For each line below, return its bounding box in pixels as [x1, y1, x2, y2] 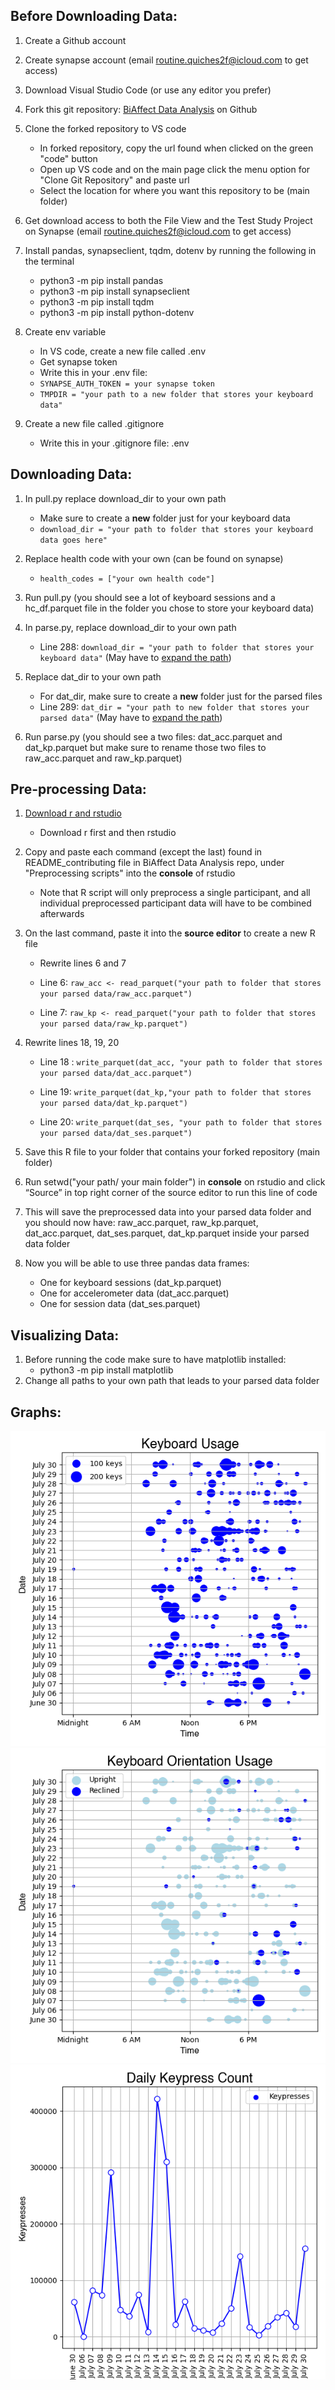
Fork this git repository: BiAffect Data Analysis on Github [24, 103, 258, 115]
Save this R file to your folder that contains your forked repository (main [24, 1146, 321, 1158]
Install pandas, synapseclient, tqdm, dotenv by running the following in [24, 244, 317, 256]
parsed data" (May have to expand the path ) [39, 711, 223, 723]
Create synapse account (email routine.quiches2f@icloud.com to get [24, 54, 309, 66]
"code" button [39, 152, 98, 164]
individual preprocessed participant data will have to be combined [39, 897, 312, 909]
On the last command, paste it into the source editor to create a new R [24, 927, 316, 939]
